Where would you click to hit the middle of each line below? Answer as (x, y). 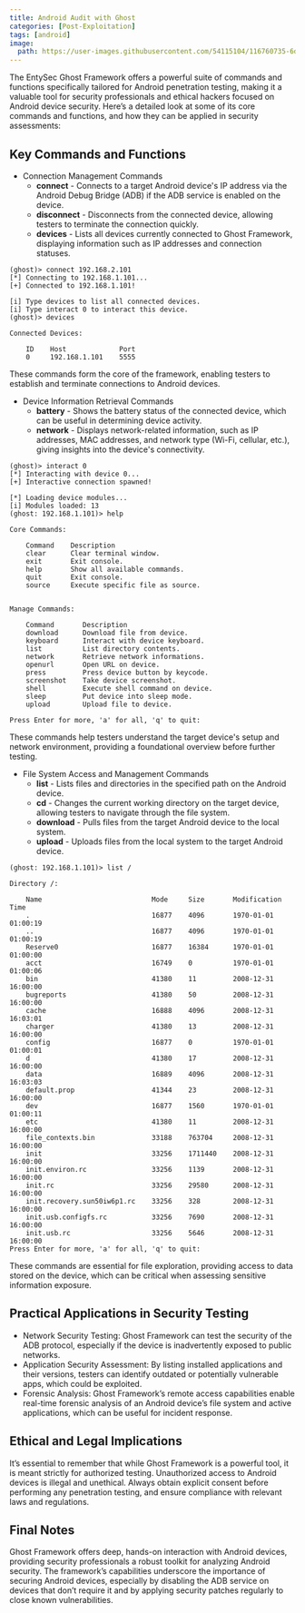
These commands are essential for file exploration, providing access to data (151, 1265)
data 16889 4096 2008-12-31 (150, 1074)
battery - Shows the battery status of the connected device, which (161, 410)
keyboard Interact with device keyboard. (115, 641)
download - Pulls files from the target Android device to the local (157, 821)
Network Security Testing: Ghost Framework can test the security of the (157, 1335)
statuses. (53, 253)
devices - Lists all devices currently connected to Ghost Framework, (164, 233)
